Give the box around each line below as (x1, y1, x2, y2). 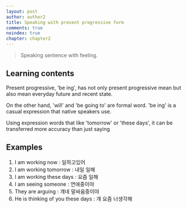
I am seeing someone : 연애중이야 (14, 181, 95, 188)
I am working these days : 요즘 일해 (14, 173, 98, 180)
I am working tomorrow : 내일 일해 (14, 166, 95, 173)
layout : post (6, 8, 38, 15)
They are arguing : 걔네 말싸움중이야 (14, 188, 99, 195)
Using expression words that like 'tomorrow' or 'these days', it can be (6, 119, 173, 126)
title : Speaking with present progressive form (6, 19, 124, 25)
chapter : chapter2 (6, 36, 51, 41)
